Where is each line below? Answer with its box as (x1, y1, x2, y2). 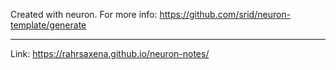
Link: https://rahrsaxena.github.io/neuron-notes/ (10, 48, 210, 59)
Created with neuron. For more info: (10, 9, 158, 20)
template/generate (10, 19, 87, 31)
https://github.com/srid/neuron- (159, 9, 292, 20)
